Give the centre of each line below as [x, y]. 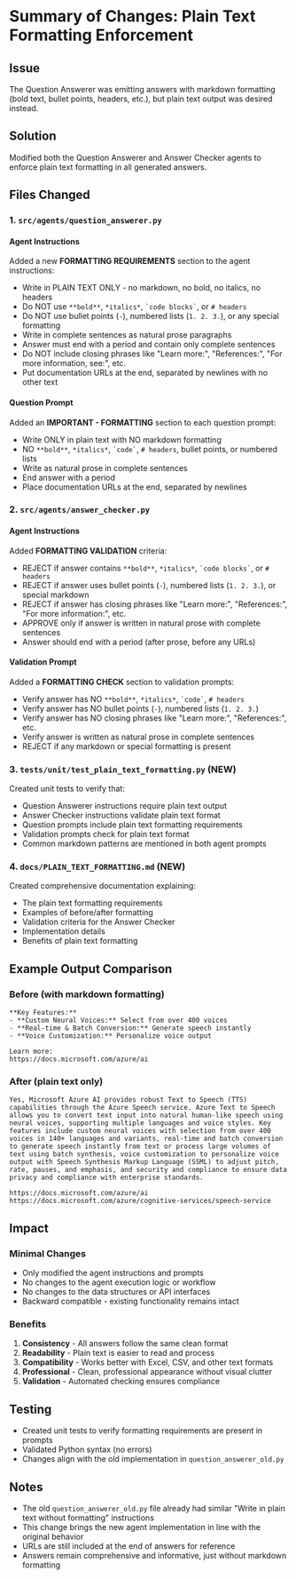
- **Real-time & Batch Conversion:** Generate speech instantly [130, 1028]
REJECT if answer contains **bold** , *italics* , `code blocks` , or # [146, 568]
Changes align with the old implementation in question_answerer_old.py [153, 1459]
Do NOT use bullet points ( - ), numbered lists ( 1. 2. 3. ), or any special [150, 316]
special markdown [55, 594]
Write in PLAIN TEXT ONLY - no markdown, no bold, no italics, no [141, 288]
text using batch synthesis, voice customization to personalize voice [144, 1154]
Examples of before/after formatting [87, 913]
